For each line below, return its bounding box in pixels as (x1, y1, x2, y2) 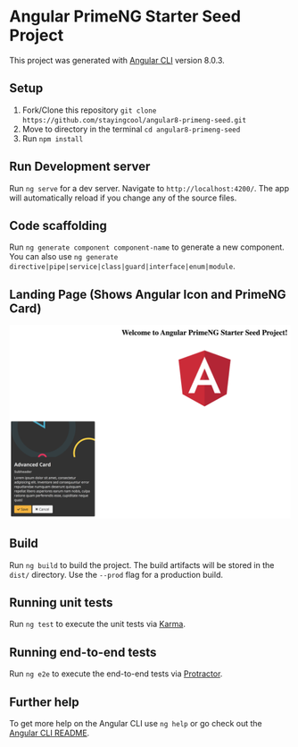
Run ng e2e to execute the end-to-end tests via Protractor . (9, 668, 223, 679)
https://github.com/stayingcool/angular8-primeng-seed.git (21, 115, 247, 124)
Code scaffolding (9, 217, 107, 233)
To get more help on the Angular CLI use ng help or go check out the (9, 717, 262, 728)
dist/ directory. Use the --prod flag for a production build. (9, 569, 223, 580)
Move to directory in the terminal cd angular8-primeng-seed (21, 123, 241, 134)
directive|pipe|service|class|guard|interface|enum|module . (9, 261, 236, 272)
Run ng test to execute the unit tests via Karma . (9, 619, 186, 630)
